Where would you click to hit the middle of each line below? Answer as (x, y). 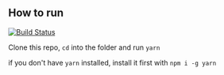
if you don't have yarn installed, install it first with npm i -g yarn (112, 62)
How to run (36, 13)
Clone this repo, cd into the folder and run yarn (84, 47)
